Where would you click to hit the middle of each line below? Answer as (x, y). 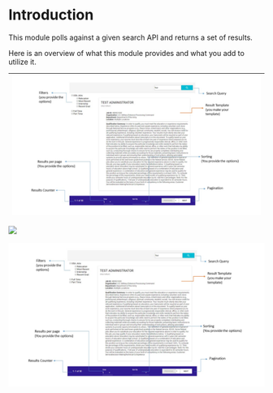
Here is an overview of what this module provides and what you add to (127, 53)
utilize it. (22, 62)
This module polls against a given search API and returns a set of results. (131, 37)
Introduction (51, 15)
